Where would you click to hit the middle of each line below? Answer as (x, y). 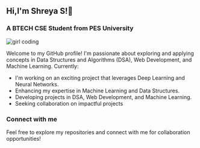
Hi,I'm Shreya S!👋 (40, 11)
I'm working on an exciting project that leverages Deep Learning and (100, 78)
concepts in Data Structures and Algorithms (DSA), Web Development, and (99, 60)
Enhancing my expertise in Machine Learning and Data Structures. (97, 91)
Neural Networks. (37, 84)
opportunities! (23, 138)
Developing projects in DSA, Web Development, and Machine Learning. (103, 97)
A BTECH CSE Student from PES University (70, 28)
